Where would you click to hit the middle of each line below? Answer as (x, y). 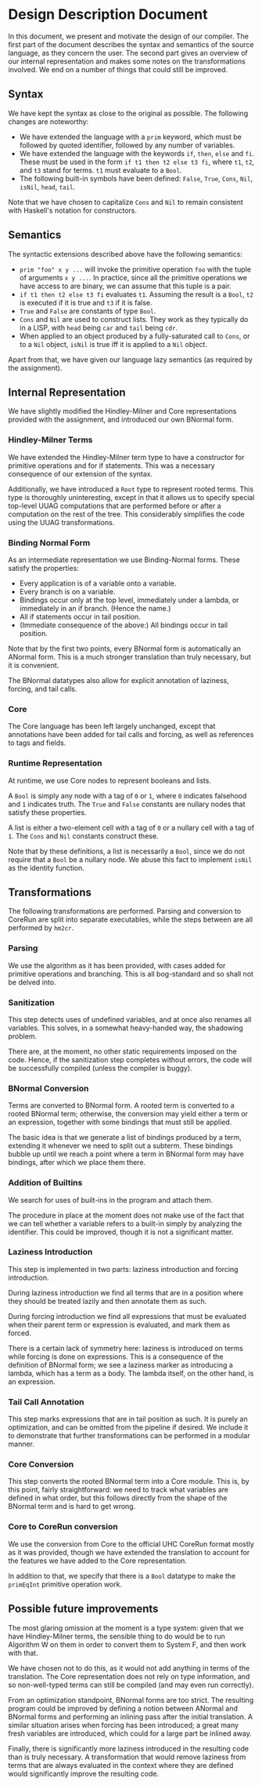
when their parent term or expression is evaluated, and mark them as (119, 1324)
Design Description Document (108, 15)
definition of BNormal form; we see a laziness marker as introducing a (120, 1364)
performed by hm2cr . (41, 928)
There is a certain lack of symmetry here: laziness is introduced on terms (126, 1348)
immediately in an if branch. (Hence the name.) (95, 608)
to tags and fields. (37, 743)
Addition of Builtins (45, 1183)
